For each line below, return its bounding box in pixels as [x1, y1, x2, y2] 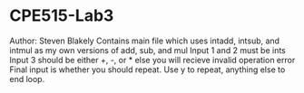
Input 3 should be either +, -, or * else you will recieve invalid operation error [9, 54, 296, 65]
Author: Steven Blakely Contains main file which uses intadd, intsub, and [9, 35, 279, 46]
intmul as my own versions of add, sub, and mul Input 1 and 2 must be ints [9, 44, 286, 55]
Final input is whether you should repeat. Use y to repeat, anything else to [9, 64, 286, 75]
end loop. [9, 73, 45, 84]
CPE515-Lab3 [9, 5, 114, 26]
